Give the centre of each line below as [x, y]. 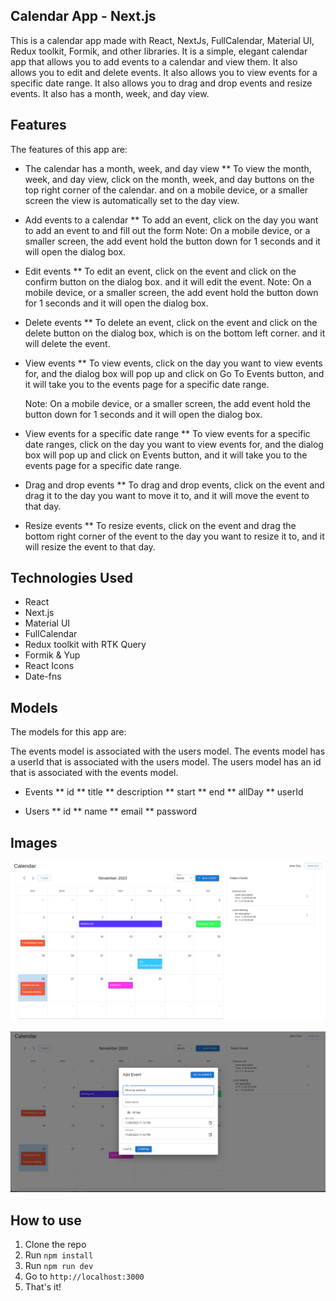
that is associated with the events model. [94, 773]
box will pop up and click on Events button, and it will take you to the [166, 455]
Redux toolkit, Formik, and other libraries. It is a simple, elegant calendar [159, 51]
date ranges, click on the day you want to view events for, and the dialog [174, 444]
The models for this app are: [68, 732]
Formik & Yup [52, 655]
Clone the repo [55, 1245]
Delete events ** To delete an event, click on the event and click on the [171, 322]
